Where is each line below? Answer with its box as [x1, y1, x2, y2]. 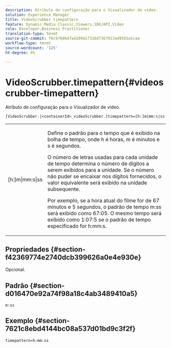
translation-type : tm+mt [5, 31, 58, 36]
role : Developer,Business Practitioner [5, 26, 90, 32]
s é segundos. [47, 142, 81, 149]
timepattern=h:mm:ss [5, 338, 49, 343]
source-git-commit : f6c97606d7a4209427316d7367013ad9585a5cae [5, 36, 140, 41]
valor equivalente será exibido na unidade [47, 179, 148, 186]
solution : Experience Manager [5, 12, 70, 17]
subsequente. [47, 185, 80, 193]
